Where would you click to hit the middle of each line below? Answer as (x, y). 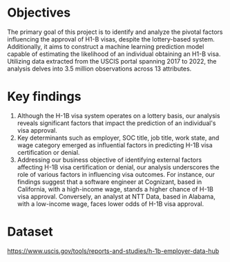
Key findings (44, 96)
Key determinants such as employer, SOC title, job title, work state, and (118, 138)
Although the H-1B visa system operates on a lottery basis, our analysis (118, 115)
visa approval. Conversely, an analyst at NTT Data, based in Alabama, (116, 196)
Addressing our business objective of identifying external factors (109, 160)
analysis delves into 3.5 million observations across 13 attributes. (99, 68)
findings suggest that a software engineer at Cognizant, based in (109, 182)
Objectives (39, 13)
